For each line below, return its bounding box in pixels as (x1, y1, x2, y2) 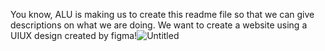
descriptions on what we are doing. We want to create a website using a (10, 19, 308, 31)
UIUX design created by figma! (10, 30, 138, 41)
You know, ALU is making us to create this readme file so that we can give (10, 9, 315, 20)
